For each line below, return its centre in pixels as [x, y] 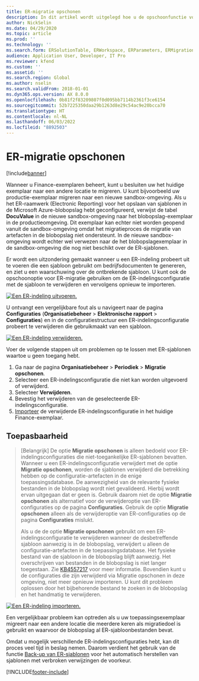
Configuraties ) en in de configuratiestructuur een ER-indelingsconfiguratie [98, 320]
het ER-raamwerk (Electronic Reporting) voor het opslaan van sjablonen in [97, 203]
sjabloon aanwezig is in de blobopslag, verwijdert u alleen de [95, 544]
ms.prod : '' [21, 39]
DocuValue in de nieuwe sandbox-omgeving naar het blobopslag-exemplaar [99, 216]
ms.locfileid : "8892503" [37, 128]
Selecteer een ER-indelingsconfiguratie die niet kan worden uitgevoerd [101, 380]
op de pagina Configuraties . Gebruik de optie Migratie [121, 507]
